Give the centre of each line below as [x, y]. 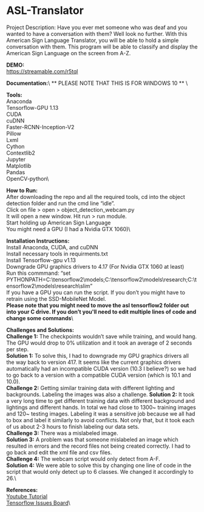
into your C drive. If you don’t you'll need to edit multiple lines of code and [101, 312]
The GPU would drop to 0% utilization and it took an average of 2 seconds [99, 343]
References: [22, 490]
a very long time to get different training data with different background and [101, 400]
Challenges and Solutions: [40, 330]
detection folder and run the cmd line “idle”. [61, 203]
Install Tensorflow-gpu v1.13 [41, 260]
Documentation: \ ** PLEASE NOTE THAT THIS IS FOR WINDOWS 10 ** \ [97, 83]
